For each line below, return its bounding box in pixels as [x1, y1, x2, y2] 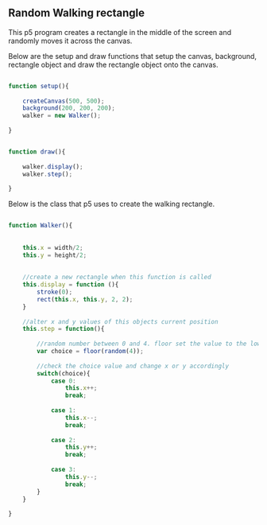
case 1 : [50, 406, 77, 414]
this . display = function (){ [22, 281, 119, 289]
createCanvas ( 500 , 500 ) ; [22, 97, 105, 105]
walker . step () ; [22, 170, 73, 178]
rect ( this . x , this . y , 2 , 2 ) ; [37, 295, 133, 303]
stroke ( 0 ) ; [37, 288, 73, 297]
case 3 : [50, 465, 77, 474]
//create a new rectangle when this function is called [22, 274, 212, 282]
